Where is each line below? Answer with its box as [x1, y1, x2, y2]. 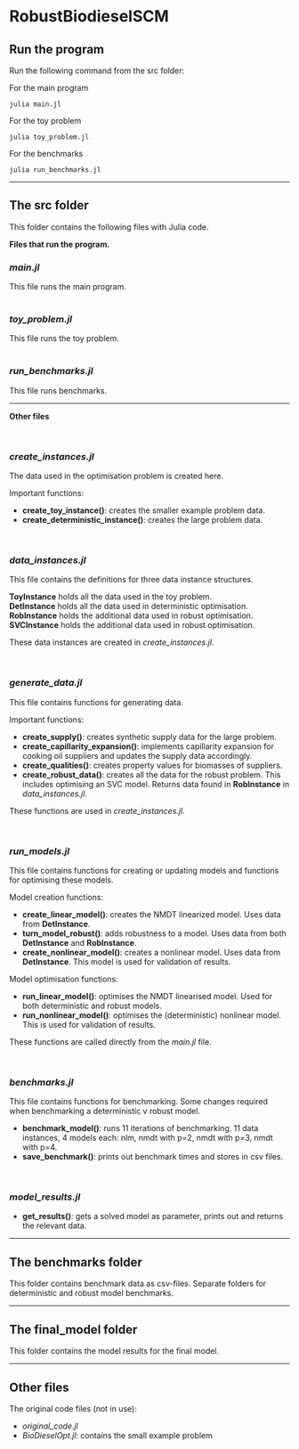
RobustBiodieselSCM [9, 6, 169, 27]
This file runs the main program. [9, 281, 126, 292]
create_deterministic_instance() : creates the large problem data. [21, 515, 263, 525]
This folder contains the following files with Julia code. [9, 221, 209, 232]
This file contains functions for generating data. [9, 696, 184, 707]
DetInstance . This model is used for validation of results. [21, 956, 231, 967]
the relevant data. [21, 1220, 87, 1231]
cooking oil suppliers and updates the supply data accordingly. [21, 750, 253, 761]
